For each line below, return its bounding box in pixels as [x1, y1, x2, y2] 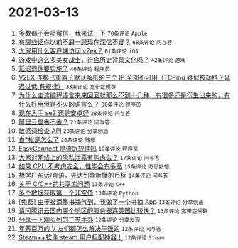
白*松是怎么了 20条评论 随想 [18, 135, 96, 144]
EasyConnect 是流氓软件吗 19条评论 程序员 [18, 144, 139, 153]
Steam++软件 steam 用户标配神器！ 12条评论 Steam [18, 232, 165, 242]
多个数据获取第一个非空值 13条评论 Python [18, 188, 139, 197]
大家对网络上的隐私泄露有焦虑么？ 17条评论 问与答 [18, 153, 161, 161]
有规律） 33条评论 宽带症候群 [38, 82, 117, 90]
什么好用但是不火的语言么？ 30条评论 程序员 [18, 99, 141, 108]
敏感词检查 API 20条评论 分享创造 [18, 126, 109, 135]
